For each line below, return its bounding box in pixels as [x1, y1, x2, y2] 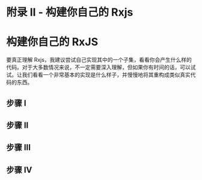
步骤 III [6, 142, 31, 153]
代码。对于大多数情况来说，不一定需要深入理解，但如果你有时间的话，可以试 [6, 64, 196, 71]
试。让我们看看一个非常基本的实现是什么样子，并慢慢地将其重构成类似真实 [6, 71, 191, 79]
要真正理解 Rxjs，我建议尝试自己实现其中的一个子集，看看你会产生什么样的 [6, 56, 192, 64]
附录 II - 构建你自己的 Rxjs [6, 5, 133, 19]
